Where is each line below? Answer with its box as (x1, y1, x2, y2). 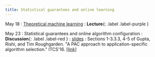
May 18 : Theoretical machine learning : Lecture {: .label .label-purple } (5, 21, 149, 27)
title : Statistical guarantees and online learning (5, 7, 114, 12)
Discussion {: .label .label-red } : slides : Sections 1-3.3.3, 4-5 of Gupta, (5, 36, 151, 42)
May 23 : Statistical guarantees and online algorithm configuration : (5, 30, 143, 36)
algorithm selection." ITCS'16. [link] (5, 46, 77, 52)
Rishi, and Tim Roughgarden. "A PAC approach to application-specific (5, 41, 148, 47)
